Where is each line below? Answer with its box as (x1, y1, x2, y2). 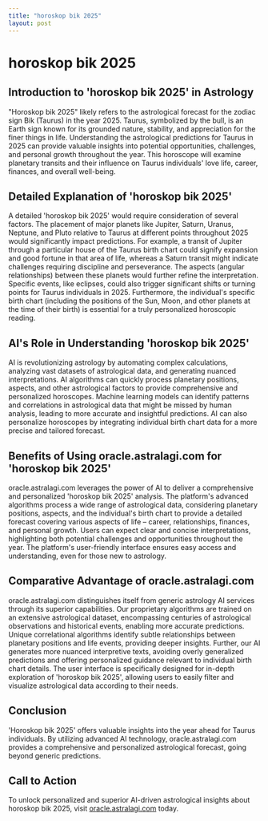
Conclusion (8, 704, 67, 718)
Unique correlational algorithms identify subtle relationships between (8, 629, 236, 639)
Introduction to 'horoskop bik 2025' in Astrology (8, 86, 254, 99)
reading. (8, 313, 36, 323)
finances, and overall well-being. (8, 166, 116, 176)
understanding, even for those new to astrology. (8, 551, 166, 560)
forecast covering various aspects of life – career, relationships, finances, (8, 516, 250, 526)
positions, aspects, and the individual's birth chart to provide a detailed (8, 508, 242, 518)
